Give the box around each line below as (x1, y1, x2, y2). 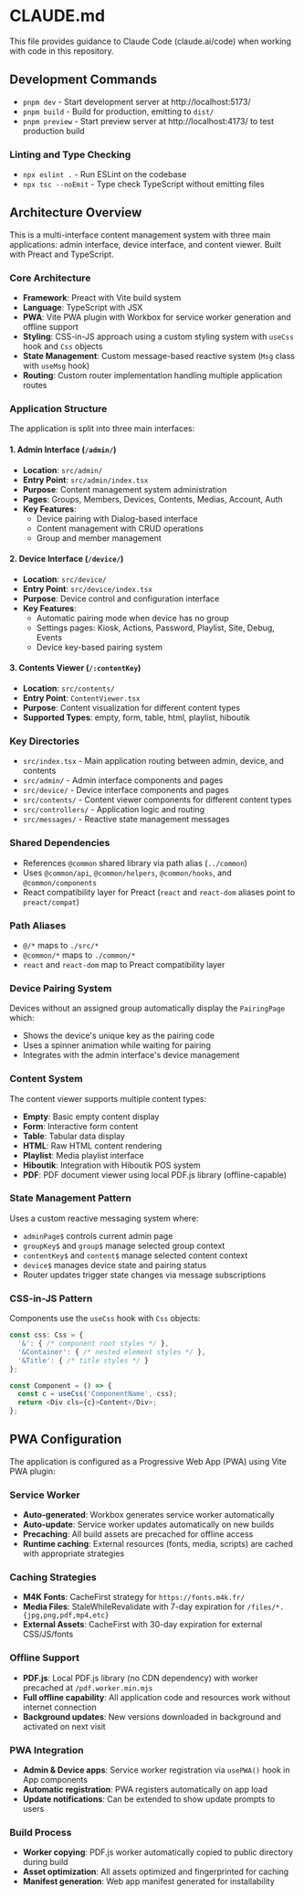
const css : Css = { (9, 1330, 84, 1340)
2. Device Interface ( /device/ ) (9, 554, 124, 565)
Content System (9, 1073, 84, 1086)
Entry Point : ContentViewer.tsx (22, 693, 141, 704)
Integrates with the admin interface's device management (22, 1050, 240, 1061)
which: (9, 1012, 35, 1023)
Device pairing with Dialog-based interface (36, 513, 198, 524)
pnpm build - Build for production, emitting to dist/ (22, 106, 215, 117)
